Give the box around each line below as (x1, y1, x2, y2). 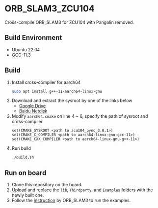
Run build (11, 145, 31, 151)
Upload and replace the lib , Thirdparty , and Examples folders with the (11, 187, 153, 193)
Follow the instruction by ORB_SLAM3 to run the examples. (11, 198, 131, 204)
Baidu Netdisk (19, 108, 48, 114)
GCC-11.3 (11, 52, 31, 58)
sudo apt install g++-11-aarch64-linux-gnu (11, 89, 103, 94)
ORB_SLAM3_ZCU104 (4, 3, 95, 14)
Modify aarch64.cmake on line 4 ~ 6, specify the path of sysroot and (11, 113, 148, 119)
